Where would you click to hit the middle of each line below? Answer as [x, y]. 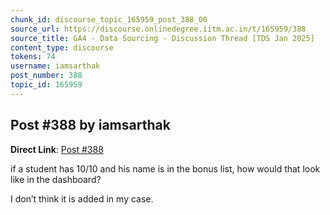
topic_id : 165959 [46, 85]
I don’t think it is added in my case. [82, 198]
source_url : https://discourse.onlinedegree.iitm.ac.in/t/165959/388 [158, 29]
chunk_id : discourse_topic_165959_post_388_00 [109, 19]
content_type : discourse [62, 47]
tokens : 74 [33, 57]
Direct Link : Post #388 [57, 149]
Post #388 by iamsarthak [90, 125]
